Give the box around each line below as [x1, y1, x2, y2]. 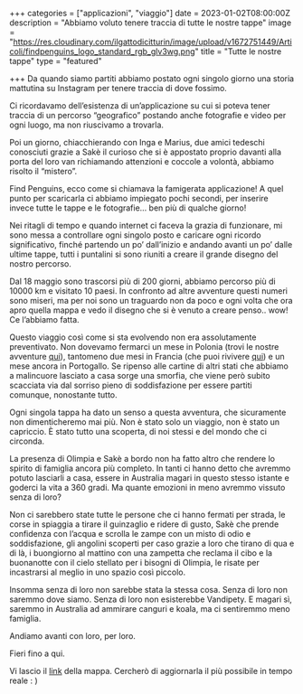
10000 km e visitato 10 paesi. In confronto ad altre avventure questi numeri [9, 286, 288, 296]
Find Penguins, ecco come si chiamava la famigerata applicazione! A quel [9, 183, 284, 193]
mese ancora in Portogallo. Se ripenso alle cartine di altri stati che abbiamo [9, 361, 289, 371]
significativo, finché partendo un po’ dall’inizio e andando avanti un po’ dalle [9, 239, 293, 249]
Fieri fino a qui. [9, 648, 65, 659]
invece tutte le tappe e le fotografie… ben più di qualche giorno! [9, 202, 247, 213]
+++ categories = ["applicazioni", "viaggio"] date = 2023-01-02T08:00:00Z [9, 8, 291, 18]
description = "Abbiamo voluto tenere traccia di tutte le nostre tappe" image [9, 17, 292, 28]
